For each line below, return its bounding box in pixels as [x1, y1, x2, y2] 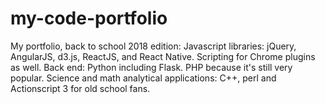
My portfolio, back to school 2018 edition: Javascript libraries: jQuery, [10, 40, 297, 52]
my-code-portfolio [10, 7, 168, 30]
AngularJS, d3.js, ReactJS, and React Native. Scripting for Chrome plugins [10, 50, 316, 62]
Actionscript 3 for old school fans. [10, 82, 151, 94]
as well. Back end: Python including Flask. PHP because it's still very [10, 61, 293, 73]
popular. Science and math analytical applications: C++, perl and [10, 72, 277, 84]
